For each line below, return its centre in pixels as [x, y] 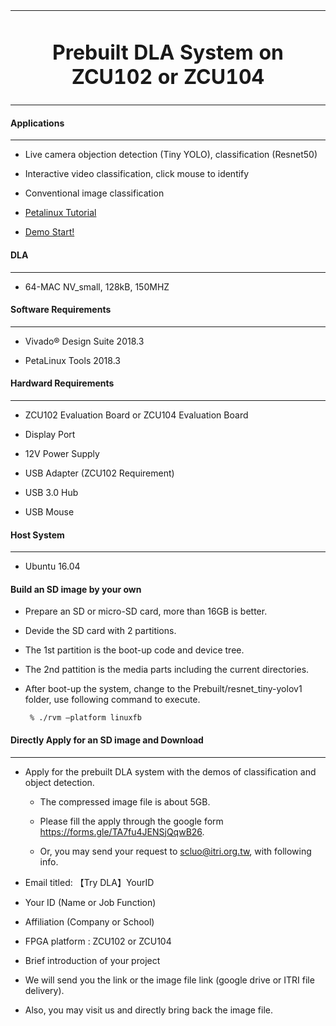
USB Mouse [49, 512]
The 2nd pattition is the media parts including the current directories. [167, 670]
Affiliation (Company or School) [89, 921]
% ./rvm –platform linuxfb [85, 718]
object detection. [59, 782]
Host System [37, 535]
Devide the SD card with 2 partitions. [100, 631]
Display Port [50, 435]
